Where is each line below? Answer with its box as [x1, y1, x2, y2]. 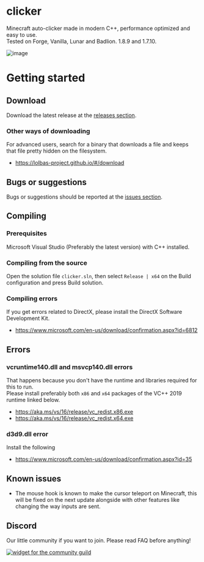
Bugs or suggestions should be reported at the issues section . [6, 193, 163, 200]
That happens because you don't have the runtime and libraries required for [6, 377, 197, 384]
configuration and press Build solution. [6, 279, 104, 286]
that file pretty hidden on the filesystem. [6, 147, 107, 154]
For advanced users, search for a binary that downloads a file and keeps [6, 141, 189, 148]
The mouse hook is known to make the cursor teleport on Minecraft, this [15, 490, 197, 497]
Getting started [6, 71, 86, 85]
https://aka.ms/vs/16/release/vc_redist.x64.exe [15, 415, 134, 422]
